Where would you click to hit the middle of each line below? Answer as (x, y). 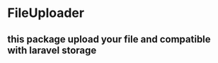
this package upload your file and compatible (109, 39)
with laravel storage (52, 50)
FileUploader (46, 13)
